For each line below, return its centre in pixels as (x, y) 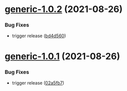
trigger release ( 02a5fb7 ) (38, 83)
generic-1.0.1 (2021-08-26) (62, 56)
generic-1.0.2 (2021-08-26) (64, 9)
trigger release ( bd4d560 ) (39, 36)
